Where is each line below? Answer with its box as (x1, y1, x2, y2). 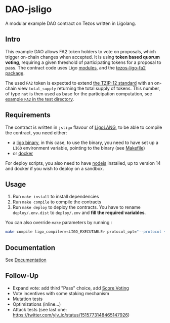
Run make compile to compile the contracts (12, 199, 102, 205)
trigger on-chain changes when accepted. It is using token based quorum (5, 54, 160, 60)
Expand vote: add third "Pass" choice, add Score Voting (12, 285, 129, 291)
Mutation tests (12, 296, 43, 302)
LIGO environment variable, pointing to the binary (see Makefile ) (12, 145, 145, 151)
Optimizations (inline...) (12, 301, 61, 307)
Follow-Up (5, 271, 39, 280)
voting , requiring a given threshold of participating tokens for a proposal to (5, 59, 161, 65)
